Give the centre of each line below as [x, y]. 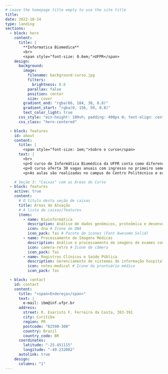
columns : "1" [32, 364]
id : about [24, 136]
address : [27, 308]
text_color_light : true [48, 113]
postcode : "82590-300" [47, 326]
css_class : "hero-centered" [48, 122]
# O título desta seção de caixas [54, 201]
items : [25, 215]
